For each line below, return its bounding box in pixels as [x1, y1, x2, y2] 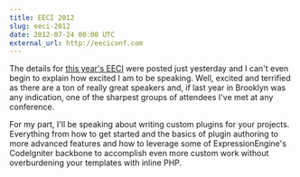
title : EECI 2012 [9, 13, 75, 23]
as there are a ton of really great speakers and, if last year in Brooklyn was [9, 82, 286, 93]
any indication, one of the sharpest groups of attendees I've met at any [9, 92, 274, 103]
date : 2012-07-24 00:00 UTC [9, 30, 116, 39]
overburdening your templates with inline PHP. [9, 157, 183, 168]
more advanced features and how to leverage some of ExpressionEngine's [9, 138, 287, 149]
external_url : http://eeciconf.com [9, 38, 144, 48]
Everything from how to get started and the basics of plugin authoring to [9, 128, 278, 140]
